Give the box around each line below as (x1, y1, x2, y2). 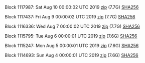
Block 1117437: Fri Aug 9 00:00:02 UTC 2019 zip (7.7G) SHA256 (5, 14, 135, 19)
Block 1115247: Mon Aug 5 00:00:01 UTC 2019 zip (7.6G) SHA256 (5, 43, 139, 49)
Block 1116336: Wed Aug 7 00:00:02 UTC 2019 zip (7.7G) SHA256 (5, 23, 140, 29)
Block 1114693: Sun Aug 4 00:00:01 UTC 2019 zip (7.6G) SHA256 (5, 52, 138, 58)
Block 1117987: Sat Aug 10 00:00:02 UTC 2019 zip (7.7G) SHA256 (5, 4, 139, 10)
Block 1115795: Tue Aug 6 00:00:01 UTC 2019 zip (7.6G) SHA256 (5, 33, 137, 39)
